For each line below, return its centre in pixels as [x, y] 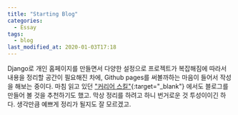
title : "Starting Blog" [43, 14]
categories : [25, 21]
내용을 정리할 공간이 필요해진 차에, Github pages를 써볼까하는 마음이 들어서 [113, 77]
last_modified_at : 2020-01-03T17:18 [62, 47]
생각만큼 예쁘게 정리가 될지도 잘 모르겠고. [74, 104]
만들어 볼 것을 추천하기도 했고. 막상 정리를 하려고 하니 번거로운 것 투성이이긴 [113, 95]
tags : [15, 34]
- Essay [25, 27]
